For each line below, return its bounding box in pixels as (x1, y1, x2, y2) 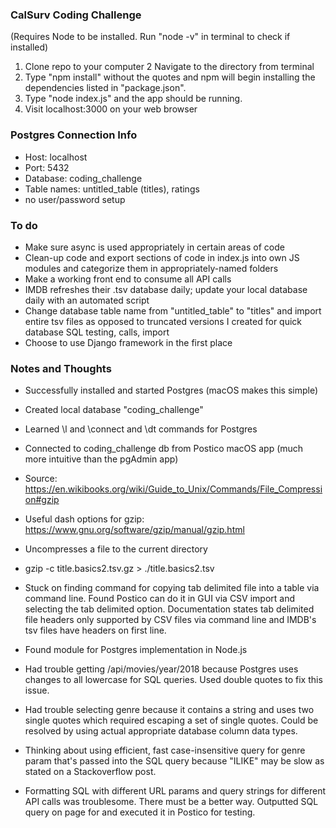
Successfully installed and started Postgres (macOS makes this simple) (24, 384, 319, 397)
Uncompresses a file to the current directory (24, 543, 208, 555)
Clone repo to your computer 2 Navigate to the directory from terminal (24, 61, 315, 73)
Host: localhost (24, 151, 88, 163)
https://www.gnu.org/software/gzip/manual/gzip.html (24, 524, 245, 536)
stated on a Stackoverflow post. (24, 766, 157, 778)
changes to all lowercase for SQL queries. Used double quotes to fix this (24, 674, 323, 686)
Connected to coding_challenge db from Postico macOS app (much (24, 443, 304, 455)
